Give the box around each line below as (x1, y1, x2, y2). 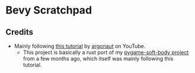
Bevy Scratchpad (5, 4, 92, 17)
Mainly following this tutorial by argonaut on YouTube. (14, 42, 146, 49)
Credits (5, 27, 34, 37)
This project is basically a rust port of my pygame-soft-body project (23, 49, 189, 56)
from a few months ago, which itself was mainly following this (23, 55, 174, 62)
